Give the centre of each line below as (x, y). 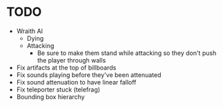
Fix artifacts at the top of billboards (66, 67)
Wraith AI (29, 31)
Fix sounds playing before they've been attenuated (89, 75)
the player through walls (71, 60)
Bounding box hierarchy (50, 96)
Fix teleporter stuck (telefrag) (58, 89)
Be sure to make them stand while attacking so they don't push (127, 53)
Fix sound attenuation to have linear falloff (76, 82)
